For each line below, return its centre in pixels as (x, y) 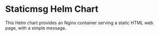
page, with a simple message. (36, 28)
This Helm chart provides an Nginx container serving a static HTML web (79, 23)
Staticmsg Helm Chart (52, 9)
